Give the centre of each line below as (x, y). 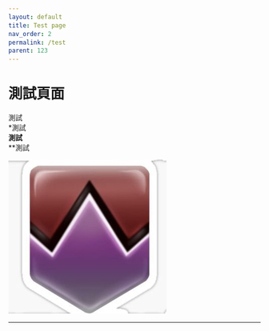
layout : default (35, 17)
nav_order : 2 (30, 34)
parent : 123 (28, 51)
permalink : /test (37, 42)
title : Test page (37, 25)
